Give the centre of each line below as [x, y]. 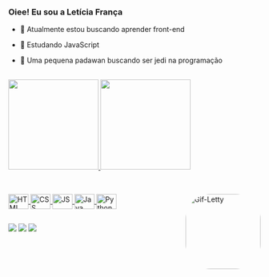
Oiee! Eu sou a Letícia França [66, 12]
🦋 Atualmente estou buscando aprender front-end [102, 30]
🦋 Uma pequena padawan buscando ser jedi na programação [121, 60]
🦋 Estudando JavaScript [60, 45]
